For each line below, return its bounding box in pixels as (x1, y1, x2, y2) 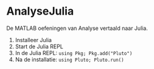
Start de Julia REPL (15, 43, 64, 50)
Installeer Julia (15, 36, 52, 43)
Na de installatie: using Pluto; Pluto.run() (15, 56, 124, 63)
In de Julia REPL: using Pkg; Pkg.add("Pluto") (15, 49, 133, 56)
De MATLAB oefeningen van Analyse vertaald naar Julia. (6, 24, 148, 32)
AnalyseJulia (6, 4, 74, 18)
